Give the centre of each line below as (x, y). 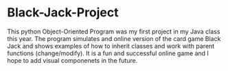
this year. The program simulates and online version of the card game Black (114, 38)
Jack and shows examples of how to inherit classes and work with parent (111, 46)
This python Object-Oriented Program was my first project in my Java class (114, 31)
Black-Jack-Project (63, 13)
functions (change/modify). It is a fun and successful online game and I (108, 53)
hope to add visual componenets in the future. (72, 60)
